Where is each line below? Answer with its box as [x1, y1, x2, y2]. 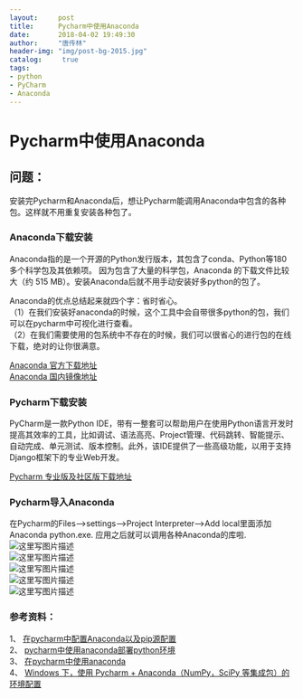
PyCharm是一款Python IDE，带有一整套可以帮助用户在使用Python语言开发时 [9, 418, 294, 429]
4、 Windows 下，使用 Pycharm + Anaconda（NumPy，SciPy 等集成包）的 [9, 666, 290, 678]
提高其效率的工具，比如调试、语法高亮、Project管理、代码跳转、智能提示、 [9, 429, 289, 440]
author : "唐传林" [9, 38, 87, 48]
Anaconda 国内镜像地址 [9, 371, 98, 382]
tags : [9, 64, 30, 73]
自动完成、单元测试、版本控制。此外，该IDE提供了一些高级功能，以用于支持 [9, 440, 292, 452]
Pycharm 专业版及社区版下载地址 [9, 471, 133, 482]
